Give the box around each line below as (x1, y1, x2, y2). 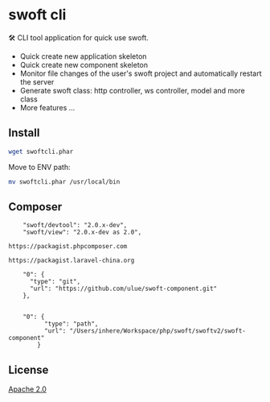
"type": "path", (43, 320, 99, 328)
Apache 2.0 (8, 384, 47, 394)
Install (8, 126, 40, 140)
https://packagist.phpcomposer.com (8, 242, 128, 251)
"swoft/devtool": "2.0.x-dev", (22, 222, 128, 230)
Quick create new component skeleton (19, 60, 149, 69)
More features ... (19, 102, 76, 112)
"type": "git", (29, 278, 81, 286)
